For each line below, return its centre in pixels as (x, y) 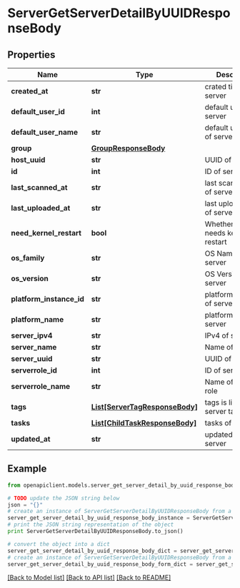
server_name (34, 347)
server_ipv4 (32, 335)
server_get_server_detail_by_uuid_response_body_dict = (92, 551)
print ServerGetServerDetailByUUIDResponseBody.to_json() (95, 532)
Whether (219, 224)
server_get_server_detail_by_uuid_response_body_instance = (99, 518)
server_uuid (32, 359)
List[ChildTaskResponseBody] (144, 423)
